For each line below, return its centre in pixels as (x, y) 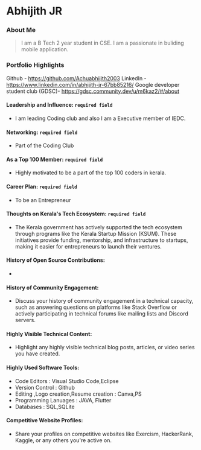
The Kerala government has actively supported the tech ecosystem (98, 227)
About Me (21, 30)
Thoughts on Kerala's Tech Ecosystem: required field (76, 214)
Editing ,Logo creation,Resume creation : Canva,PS (78, 394)
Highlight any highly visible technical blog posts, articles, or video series (105, 347)
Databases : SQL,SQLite (45, 407)
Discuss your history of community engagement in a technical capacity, (104, 301)
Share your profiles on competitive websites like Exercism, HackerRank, (104, 434)
